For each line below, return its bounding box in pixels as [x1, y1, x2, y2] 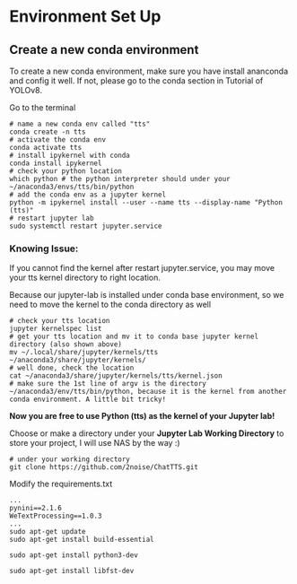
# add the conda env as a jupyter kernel [9, 190, 167, 199]
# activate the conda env [9, 135, 106, 144]
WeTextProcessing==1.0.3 [9, 511, 102, 521]
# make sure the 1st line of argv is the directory [9, 379, 206, 388]
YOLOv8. [9, 85, 43, 95]
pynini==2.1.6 [9, 504, 63, 513]
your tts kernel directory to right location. [9, 272, 162, 283]
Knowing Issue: [9, 242, 79, 255]
